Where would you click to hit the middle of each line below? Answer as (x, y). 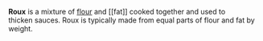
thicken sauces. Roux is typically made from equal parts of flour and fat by (131, 20)
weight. (21, 29)
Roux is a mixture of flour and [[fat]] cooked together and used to (117, 12)
